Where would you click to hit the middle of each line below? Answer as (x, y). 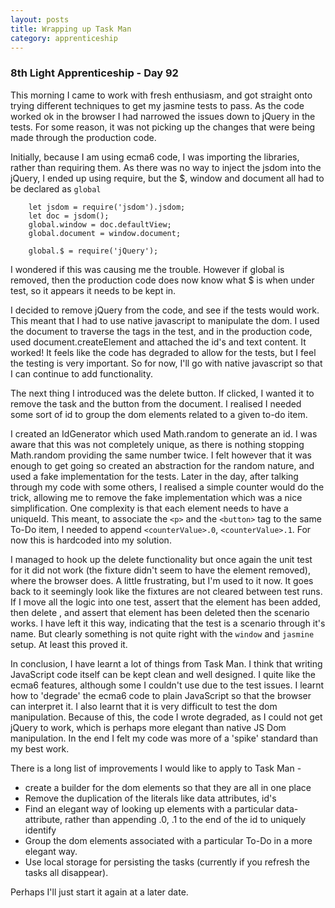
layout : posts (40, 19)
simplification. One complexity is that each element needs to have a (149, 508)
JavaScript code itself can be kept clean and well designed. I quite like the (163, 674)
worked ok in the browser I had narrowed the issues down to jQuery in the (163, 116)
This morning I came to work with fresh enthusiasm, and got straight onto (161, 95)
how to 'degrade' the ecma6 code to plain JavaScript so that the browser (161, 695)
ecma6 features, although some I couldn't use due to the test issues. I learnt (167, 685)
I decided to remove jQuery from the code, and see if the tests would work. (165, 310)
